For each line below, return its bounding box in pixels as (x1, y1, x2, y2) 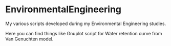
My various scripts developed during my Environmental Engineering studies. (5, 20, 166, 27)
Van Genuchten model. (5, 36, 54, 42)
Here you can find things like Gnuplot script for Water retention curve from (5, 30, 162, 36)
